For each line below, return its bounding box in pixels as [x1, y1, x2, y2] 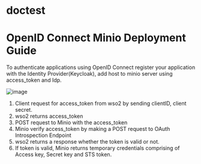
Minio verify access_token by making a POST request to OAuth [14, 126, 170, 133]
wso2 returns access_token [14, 112, 83, 120]
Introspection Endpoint [14, 132, 72, 139]
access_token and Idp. [6, 76, 62, 84]
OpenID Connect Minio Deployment [6, 31, 186, 45]
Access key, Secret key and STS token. [14, 151, 112, 158]
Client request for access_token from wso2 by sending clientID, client [14, 100, 187, 107]
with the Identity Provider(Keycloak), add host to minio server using [6, 70, 173, 77]
